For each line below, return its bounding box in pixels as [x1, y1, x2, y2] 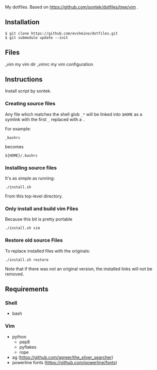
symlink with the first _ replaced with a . [5, 116, 85, 122]
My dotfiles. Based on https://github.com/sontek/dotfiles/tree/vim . [5, 4, 139, 10]
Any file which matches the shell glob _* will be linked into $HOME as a [5, 111, 142, 117]
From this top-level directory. [5, 193, 63, 199]
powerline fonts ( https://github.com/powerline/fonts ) [12, 359, 117, 365]
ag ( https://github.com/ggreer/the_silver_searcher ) [12, 354, 114, 360]
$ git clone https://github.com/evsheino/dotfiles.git [5, 31, 118, 36]
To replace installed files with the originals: [5, 248, 91, 254]
